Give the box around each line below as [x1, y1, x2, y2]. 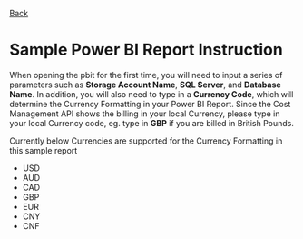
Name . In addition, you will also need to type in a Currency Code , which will [9, 88, 294, 99]
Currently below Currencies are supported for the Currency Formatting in [9, 135, 283, 146]
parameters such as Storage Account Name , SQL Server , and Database [9, 79, 281, 90]
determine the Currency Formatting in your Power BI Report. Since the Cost [9, 98, 291, 109]
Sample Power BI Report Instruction [9, 40, 283, 60]
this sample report [9, 144, 78, 155]
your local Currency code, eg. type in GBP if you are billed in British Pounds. [9, 117, 295, 128]
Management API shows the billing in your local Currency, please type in [9, 108, 280, 119]
